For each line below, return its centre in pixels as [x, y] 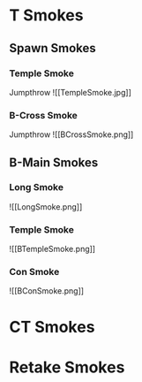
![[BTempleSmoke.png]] [52, 249]
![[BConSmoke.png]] [47, 291]
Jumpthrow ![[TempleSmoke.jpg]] [71, 92]
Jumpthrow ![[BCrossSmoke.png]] [71, 134]
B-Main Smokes [54, 162]
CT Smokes [52, 327]
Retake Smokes [67, 367]
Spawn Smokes [53, 48]
